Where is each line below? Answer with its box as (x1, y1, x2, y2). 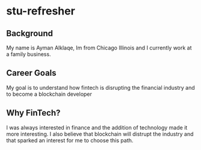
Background (6, 28, 53, 39)
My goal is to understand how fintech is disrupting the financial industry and (6, 84, 195, 91)
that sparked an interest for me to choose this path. (6, 137, 134, 144)
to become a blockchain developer (6, 90, 92, 98)
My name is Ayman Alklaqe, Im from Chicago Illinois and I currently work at (6, 44, 192, 51)
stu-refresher (6, 4, 75, 18)
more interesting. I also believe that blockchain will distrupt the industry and (6, 130, 194, 137)
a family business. (6, 51, 51, 58)
